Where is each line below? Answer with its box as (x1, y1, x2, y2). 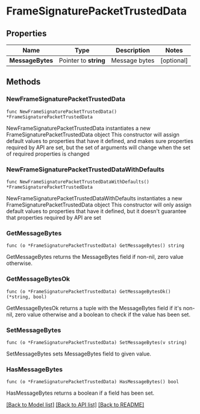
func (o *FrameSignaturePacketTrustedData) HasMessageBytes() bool (6, 379, 180, 385)
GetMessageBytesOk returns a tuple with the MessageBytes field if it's (6, 304, 182, 311)
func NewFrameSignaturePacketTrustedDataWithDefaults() (6, 179, 149, 185)
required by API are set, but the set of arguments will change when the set (6, 144, 191, 151)
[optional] (160, 56, 189, 65)
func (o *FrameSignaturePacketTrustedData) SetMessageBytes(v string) (6, 339, 187, 345)
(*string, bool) (6, 294, 47, 300)
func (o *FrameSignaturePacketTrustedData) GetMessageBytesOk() (6, 288, 171, 295)
